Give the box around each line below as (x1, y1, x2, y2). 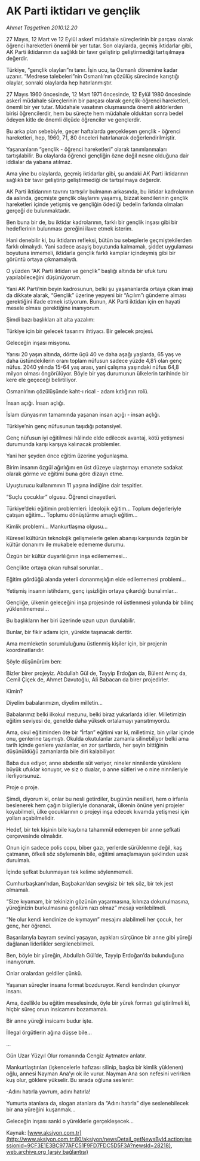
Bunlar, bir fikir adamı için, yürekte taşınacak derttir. (6, 628, 133, 635)
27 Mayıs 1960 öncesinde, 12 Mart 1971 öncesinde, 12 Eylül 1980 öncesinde (6, 90, 191, 98)
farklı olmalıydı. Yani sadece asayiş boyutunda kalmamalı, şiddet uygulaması (6, 242, 193, 250)
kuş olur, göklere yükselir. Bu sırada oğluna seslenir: (6, 1076, 134, 1083)
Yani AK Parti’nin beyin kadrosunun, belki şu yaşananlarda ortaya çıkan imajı (6, 285, 193, 292)
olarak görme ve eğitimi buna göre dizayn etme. (6, 470, 124, 477)
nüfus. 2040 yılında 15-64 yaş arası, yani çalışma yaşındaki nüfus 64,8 (6, 363, 179, 371)
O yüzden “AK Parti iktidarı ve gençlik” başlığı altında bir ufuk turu (6, 267, 167, 274)
